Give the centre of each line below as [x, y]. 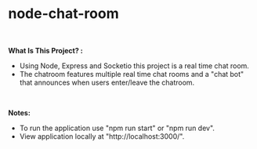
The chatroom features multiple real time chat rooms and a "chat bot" [132, 74]
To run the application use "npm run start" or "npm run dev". [117, 128]
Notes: [20, 113]
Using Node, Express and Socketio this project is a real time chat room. [134, 65]
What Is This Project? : [46, 50]
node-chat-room [63, 14]
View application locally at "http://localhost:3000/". [102, 136]
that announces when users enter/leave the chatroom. [107, 82]
